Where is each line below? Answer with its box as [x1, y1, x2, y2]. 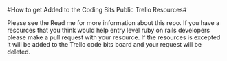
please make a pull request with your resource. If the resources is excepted [7, 33, 221, 41]
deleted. [7, 47, 31, 56]
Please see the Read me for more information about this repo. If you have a [7, 19, 220, 26]
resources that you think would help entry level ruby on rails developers [7, 26, 210, 34]
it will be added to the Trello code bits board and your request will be [7, 41, 202, 48]
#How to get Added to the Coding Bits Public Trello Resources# [7, 6, 187, 14]
